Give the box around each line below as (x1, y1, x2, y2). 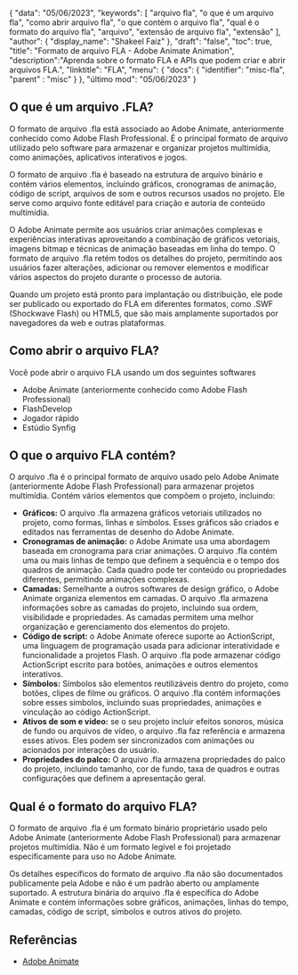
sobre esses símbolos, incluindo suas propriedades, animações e (21, 698, 262, 708)
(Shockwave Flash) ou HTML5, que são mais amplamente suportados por (9, 308, 278, 318)
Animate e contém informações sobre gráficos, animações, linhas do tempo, (9, 897, 289, 908)
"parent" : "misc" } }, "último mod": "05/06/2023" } (9, 74, 197, 84)
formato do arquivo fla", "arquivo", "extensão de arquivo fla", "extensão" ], (9, 27, 282, 37)
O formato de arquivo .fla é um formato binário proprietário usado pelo (9, 822, 268, 833)
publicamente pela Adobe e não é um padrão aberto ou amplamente (9, 878, 260, 888)
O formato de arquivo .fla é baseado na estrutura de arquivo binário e (9, 169, 264, 179)
